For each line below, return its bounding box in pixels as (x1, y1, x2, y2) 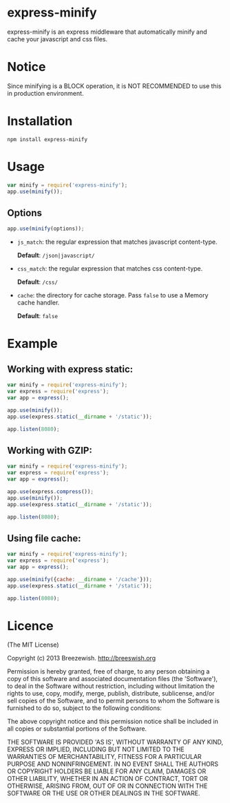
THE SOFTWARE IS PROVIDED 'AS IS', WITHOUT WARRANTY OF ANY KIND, (7, 738, 224, 747)
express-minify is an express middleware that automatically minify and (7, 28, 208, 36)
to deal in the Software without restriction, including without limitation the (7, 682, 215, 690)
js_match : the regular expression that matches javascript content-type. (17, 238, 218, 246)
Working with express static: (7, 363, 134, 375)
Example (7, 336, 58, 352)
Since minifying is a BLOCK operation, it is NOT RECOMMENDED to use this (7, 81, 222, 90)
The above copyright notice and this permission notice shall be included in (7, 718, 218, 726)
